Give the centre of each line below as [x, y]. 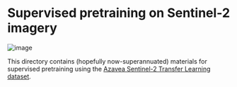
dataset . [19, 76]
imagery [33, 28]
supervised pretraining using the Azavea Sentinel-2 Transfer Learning [109, 69]
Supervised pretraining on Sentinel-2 [119, 13]
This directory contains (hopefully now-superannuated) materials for [107, 61]
